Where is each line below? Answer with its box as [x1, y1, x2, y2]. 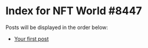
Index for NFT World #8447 [5, 4, 142, 18]
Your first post [14, 35, 49, 42]
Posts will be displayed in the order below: [5, 24, 108, 31]
